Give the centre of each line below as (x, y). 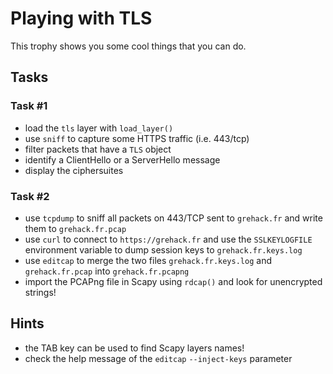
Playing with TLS (81, 18)
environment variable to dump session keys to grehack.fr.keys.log (163, 249)
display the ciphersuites (74, 170)
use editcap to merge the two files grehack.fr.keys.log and (148, 260)
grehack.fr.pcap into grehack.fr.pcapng (107, 271)
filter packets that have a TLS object (98, 149)
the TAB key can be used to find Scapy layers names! (134, 348)
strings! (40, 292)
